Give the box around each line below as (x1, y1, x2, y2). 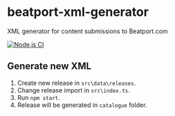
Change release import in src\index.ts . (17, 86, 130, 94)
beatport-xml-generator (7, 4, 149, 20)
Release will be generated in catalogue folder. (17, 101, 147, 109)
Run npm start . (17, 93, 60, 101)
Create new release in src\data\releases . (17, 79, 136, 87)
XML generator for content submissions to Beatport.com (7, 27, 168, 35)
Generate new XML (7, 60, 92, 72)
